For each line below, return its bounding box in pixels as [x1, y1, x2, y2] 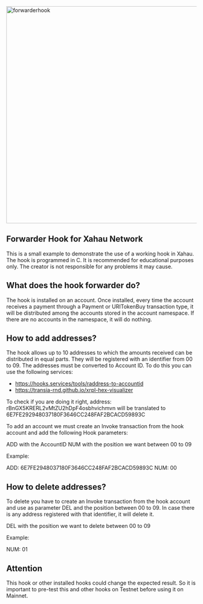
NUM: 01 [6, 546, 28, 553]
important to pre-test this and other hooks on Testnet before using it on [6, 586, 184, 593]
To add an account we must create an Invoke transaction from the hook [6, 423, 184, 430]
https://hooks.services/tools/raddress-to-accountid [14, 380, 144, 387]
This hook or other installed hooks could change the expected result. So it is [6, 579, 196, 586]
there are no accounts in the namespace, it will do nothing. [6, 315, 152, 323]
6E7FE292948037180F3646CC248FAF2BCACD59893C [6, 411, 146, 419]
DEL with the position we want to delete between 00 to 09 [6, 522, 151, 530]
